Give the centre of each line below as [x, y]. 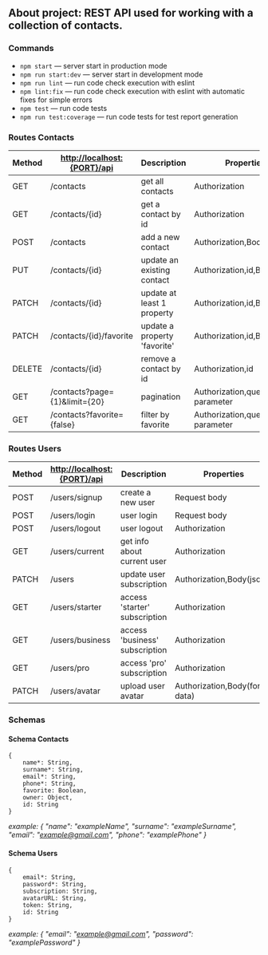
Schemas [27, 720]
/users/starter [76, 607]
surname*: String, [53, 770]
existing [156, 270]
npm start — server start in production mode [93, 65]
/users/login [73, 515]
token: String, [48, 905]
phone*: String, [50, 784]
